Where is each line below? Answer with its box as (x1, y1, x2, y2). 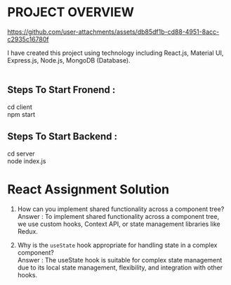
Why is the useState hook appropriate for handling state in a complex (17, 241, 218, 249)
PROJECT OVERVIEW (7, 4, 135, 20)
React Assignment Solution (7, 181, 170, 197)
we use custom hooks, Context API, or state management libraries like (17, 220, 220, 228)
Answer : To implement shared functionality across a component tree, (17, 212, 220, 220)
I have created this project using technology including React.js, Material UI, (7, 49, 224, 57)
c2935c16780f (7, 34, 49, 43)
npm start (7, 110, 36, 118)
